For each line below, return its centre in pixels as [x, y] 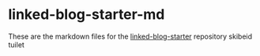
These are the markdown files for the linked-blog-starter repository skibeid [130, 36]
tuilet [17, 44]
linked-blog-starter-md [87, 15]
